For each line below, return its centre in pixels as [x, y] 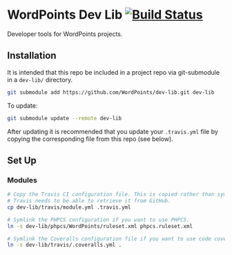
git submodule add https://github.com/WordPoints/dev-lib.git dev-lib [111, 92]
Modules [22, 180]
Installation [32, 56]
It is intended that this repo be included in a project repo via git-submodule [113, 72]
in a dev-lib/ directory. [40, 79]
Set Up [22, 160]
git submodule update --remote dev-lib [65, 118]
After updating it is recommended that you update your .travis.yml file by [113, 131]
